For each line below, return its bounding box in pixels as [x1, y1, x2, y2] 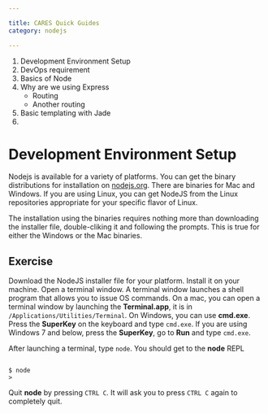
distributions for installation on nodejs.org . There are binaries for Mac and [8, 181, 256, 190]
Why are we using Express [19, 82, 110, 92]
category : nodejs [8, 26, 67, 35]
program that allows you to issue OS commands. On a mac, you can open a [8, 294, 261, 303]
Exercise [8, 254, 54, 268]
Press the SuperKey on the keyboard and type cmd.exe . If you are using [8, 319, 248, 329]
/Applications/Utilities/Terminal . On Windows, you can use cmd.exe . [8, 311, 250, 320]
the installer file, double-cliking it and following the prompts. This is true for [8, 222, 260, 232]
